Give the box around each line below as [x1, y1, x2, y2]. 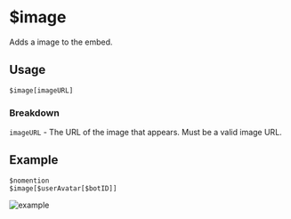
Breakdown [9, 106, 60, 118]
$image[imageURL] [9, 85, 74, 95]
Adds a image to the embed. [9, 36, 113, 47]
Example [9, 152, 59, 167]
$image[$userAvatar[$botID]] [9, 183, 117, 193]
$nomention [9, 176, 50, 185]
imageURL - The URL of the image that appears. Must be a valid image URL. [9, 127, 282, 138]
